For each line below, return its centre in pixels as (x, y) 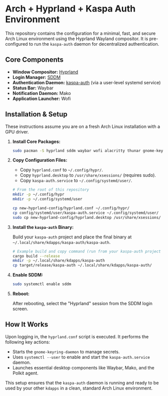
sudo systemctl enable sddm (42, 284)
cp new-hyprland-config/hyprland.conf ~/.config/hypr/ (71, 208)
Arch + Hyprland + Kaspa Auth (70, 9)
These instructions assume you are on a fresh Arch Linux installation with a (83, 126)
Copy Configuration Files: (40, 160)
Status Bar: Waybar (33, 88)
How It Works (27, 324)
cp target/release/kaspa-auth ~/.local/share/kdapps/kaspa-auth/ (82, 266)
